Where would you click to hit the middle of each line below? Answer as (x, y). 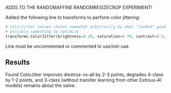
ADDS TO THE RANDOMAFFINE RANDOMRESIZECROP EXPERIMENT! (79, 7)
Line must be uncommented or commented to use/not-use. (68, 46)
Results (18, 62)
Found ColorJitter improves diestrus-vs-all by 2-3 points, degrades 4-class (84, 75)
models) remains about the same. (40, 86)
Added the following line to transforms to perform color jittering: (73, 17)
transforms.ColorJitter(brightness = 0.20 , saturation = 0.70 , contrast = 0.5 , (86, 36)
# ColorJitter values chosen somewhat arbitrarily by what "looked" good (86, 27)
